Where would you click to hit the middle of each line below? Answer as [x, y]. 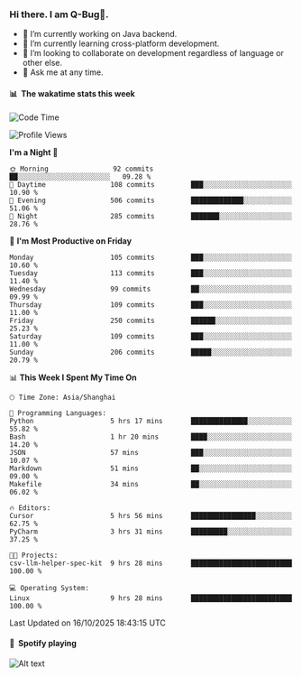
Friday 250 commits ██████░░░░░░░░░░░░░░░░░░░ [151, 320]
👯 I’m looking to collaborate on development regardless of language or [153, 53]
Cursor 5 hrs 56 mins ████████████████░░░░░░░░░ [151, 515]
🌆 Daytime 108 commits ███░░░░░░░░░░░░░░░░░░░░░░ [151, 184]
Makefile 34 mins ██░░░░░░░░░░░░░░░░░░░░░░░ [151, 484]
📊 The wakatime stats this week [72, 93]
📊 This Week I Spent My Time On [73, 377]
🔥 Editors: [30, 508]
